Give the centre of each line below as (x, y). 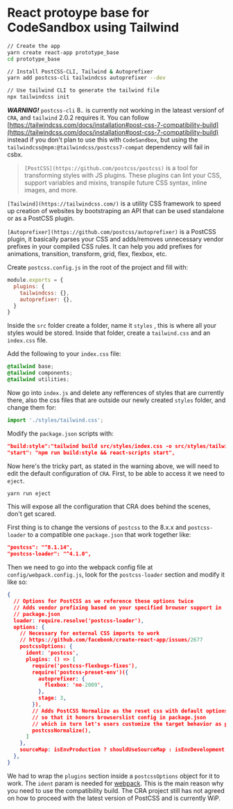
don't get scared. (32, 514)
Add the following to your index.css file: (64, 354)
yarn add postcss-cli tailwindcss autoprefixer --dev (87, 78)
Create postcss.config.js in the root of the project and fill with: (98, 267)
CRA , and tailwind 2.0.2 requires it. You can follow (78, 118)
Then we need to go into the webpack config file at (80, 567)
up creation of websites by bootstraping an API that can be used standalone (116, 211)
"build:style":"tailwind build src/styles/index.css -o (89, 446)
